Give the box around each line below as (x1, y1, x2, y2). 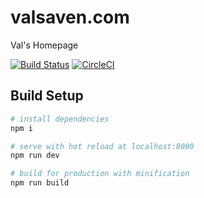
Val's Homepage (10, 39, 79, 51)
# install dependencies (10, 114, 110, 124)
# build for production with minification (10, 169, 190, 179)
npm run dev (10, 151, 60, 161)
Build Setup (10, 87, 84, 105)
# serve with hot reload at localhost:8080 (10, 141, 195, 151)
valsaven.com (10, 6, 130, 29)
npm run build (10, 178, 70, 188)
